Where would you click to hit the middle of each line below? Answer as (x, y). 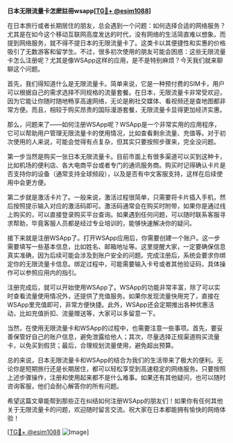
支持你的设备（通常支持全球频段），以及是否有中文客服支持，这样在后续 (115, 174)
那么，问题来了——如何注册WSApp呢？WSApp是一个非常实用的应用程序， (114, 124)
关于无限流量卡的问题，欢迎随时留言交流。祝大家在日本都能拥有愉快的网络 (113, 409)
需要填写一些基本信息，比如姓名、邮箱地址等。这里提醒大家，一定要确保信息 (116, 246)
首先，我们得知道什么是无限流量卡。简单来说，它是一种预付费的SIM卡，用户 (116, 84)
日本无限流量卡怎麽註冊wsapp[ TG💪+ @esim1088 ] (79, 11)
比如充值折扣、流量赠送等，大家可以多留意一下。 (89, 313)
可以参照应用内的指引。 (46, 272)
